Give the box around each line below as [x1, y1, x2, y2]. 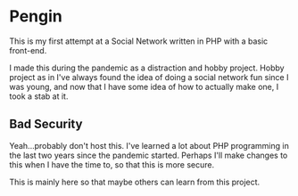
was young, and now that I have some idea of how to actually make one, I [9, 81, 279, 92]
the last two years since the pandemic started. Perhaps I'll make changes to [9, 150, 288, 160]
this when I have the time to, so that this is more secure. [9, 159, 215, 170]
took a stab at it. [9, 91, 69, 102]
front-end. [9, 45, 47, 55]
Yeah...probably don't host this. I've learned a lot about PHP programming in [9, 140, 290, 151]
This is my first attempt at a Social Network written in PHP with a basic [9, 36, 269, 46]
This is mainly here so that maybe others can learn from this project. [9, 176, 261, 187]
